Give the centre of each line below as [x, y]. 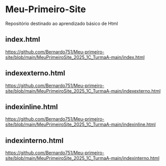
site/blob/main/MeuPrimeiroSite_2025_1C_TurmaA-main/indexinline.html [81, 124]
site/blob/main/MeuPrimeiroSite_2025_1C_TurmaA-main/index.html [75, 57]
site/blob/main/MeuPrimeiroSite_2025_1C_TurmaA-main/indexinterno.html [82, 158]
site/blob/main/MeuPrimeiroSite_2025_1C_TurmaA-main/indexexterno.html [83, 91]
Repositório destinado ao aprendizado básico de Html [62, 23]
